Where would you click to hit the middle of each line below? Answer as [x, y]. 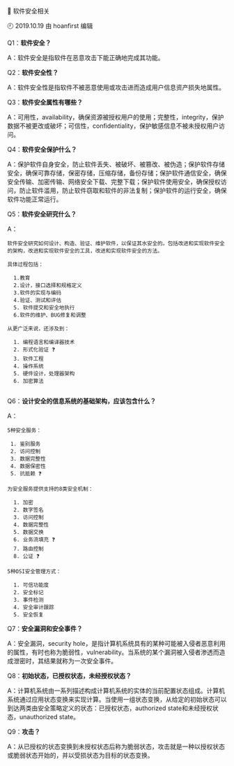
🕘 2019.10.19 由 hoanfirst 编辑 [50, 26]
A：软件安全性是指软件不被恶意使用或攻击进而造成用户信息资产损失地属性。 [116, 87]
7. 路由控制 [29, 549]
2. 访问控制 [25, 451]
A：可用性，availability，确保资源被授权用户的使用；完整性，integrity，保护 [116, 117]
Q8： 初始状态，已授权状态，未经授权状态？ [70, 676]
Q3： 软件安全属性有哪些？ [45, 102]
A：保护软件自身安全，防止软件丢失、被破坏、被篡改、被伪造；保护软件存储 [116, 164]
